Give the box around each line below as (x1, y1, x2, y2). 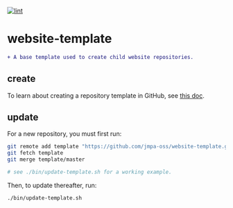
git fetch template (7, 150, 64, 157)
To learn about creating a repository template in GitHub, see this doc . (7, 91, 205, 100)
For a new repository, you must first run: (7, 130, 122, 138)
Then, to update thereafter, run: (7, 181, 97, 189)
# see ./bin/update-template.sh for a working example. (7, 168, 172, 176)
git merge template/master (7, 156, 85, 163)
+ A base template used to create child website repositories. (7, 53, 194, 60)
